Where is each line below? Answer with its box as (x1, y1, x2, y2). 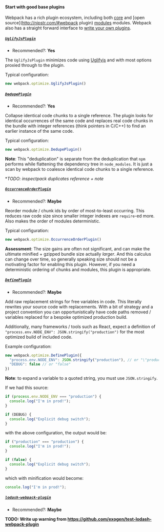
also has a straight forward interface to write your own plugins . (5, 25, 132, 31)
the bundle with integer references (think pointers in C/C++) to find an (5, 123, 146, 129)
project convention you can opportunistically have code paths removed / (5, 309, 151, 315)
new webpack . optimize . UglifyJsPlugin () (5, 81, 86, 86)
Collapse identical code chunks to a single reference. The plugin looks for (5, 113, 153, 119)
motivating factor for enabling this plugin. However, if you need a (5, 261, 136, 267)
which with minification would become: (5, 475, 84, 481)
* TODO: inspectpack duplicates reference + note (5, 176, 104, 182)
